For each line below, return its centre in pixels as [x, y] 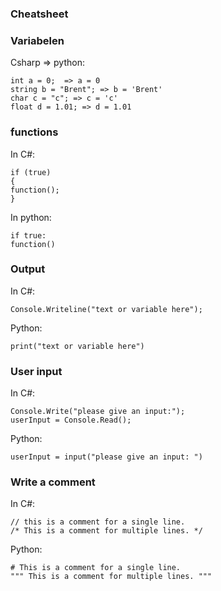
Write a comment [53, 482]
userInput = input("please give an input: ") [106, 457]
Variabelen [37, 40]
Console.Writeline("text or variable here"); [106, 309]
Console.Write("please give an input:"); [98, 412]
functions [34, 132]
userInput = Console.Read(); [71, 420]
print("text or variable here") [77, 346]
